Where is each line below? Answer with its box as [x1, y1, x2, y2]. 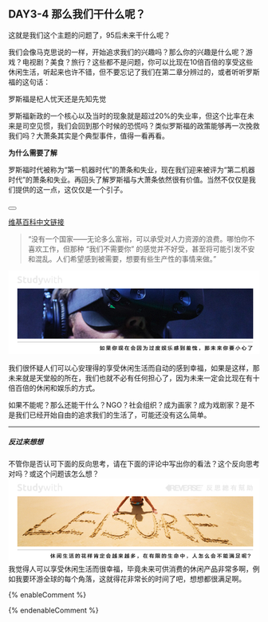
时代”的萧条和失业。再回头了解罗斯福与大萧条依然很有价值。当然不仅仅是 [8, 175, 250, 184]
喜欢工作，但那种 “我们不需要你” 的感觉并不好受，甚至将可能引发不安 [27, 244, 255, 254]
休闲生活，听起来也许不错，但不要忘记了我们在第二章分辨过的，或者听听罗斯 [8, 67, 260, 77]
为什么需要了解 [8, 148, 57, 157]
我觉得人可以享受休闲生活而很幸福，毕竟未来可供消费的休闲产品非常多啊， [8, 564, 253, 573]
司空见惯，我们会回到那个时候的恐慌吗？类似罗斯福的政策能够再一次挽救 [22, 120, 260, 130]
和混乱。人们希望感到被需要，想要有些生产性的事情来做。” [27, 254, 217, 263]
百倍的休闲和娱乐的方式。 [14, 383, 100, 392]
